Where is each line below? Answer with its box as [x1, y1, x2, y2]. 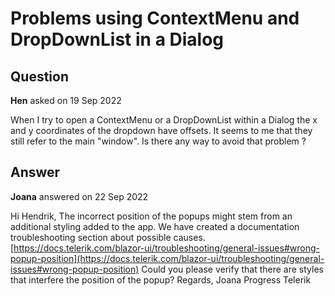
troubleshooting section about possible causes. [10, 231, 206, 243]
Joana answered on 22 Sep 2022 [10, 190, 149, 202]
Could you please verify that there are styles [141, 263, 324, 275]
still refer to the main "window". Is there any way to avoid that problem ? [10, 135, 307, 147]
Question [10, 68, 69, 85]
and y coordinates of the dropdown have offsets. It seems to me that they [10, 125, 313, 136]
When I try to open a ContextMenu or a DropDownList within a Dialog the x [10, 114, 318, 126]
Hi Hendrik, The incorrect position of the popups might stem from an [10, 210, 293, 222]
